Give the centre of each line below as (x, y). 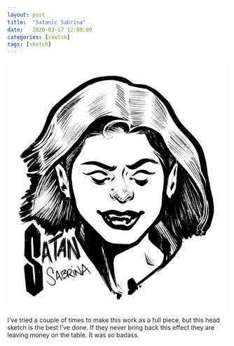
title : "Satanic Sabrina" (47, 22)
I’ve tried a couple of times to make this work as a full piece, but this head (114, 320)
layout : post (26, 15)
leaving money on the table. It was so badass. (73, 335)
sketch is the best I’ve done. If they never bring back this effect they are (111, 328)
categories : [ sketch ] (39, 37)
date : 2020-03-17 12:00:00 (50, 29)
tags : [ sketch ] (29, 45)
